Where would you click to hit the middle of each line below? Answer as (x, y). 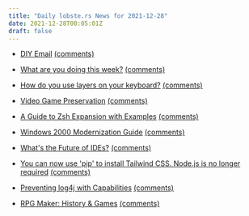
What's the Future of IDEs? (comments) (86, 148)
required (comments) (55, 172)
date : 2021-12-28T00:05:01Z (56, 23)
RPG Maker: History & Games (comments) (90, 204)
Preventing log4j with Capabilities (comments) (97, 188)
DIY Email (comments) (57, 54)
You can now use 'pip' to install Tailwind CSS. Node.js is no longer (130, 163)
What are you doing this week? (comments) (93, 70)
